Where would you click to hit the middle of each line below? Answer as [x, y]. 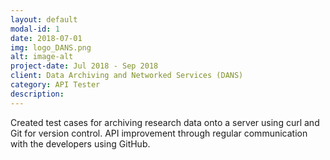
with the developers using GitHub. [80, 143]
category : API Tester [55, 85]
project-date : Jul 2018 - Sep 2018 [84, 66]
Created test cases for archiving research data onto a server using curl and [165, 122]
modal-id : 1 [35, 29]
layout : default [44, 19]
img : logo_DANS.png [51, 47]
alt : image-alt [42, 57]
